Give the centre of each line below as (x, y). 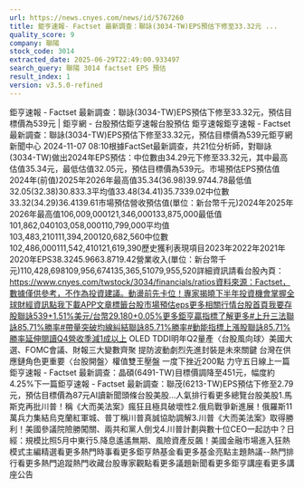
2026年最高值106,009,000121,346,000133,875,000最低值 (116, 214)
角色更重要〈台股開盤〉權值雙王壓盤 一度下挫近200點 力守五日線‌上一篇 (158, 361)
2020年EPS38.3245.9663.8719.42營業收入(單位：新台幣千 (118, 259)
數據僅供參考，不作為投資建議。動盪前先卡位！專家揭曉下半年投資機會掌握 (148, 293)
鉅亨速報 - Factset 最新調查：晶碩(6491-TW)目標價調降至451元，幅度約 (142, 372)
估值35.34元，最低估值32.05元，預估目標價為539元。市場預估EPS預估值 (145, 168)
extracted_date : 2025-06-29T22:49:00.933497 (95, 60)
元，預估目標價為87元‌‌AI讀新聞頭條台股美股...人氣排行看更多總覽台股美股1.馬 (151, 395)
